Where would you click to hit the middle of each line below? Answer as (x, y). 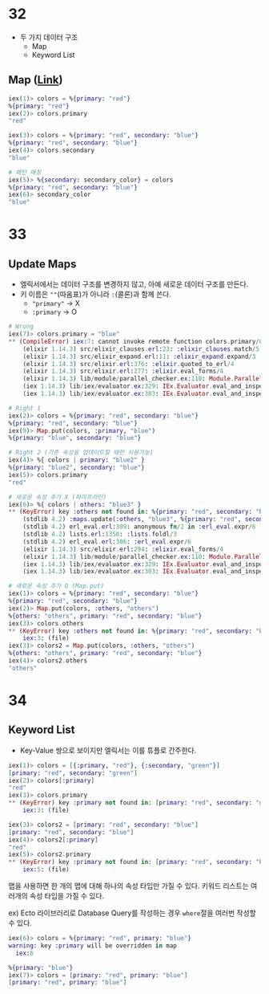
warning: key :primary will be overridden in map (93, 945)
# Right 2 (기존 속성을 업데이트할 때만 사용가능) (81, 453)
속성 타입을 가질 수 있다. (67, 896)
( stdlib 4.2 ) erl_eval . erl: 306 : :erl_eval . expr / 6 (107, 542)
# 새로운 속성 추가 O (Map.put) (56, 586)
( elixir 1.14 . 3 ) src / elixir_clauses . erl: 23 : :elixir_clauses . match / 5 (141, 349)
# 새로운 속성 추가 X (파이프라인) (57, 497)
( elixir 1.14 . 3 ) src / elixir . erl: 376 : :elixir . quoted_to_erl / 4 (128, 364)
